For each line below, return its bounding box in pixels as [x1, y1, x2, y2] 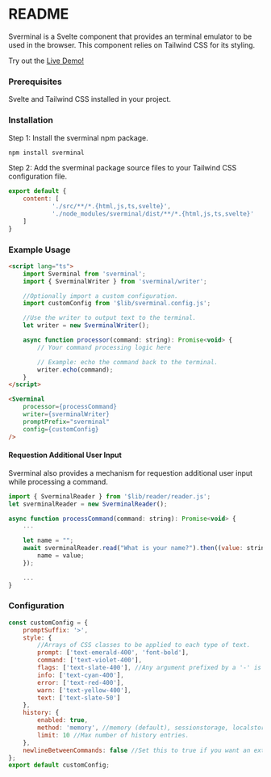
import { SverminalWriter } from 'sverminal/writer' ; [23, 277, 207, 285]
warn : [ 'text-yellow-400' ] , [37, 686, 131, 695]
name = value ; [37, 552, 85, 560]
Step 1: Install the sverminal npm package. [8, 132, 149, 142]
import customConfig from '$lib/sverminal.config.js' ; [23, 300, 211, 308]
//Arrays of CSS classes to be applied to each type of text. [37, 641, 251, 649]
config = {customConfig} [23, 425, 99, 433]
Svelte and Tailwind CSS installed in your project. [8, 94, 172, 104]
